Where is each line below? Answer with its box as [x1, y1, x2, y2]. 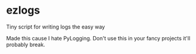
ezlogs [6, 4, 41, 17]
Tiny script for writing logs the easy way [6, 23, 105, 30]
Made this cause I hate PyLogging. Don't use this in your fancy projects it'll [6, 34, 191, 42]
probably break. [6, 41, 45, 48]
